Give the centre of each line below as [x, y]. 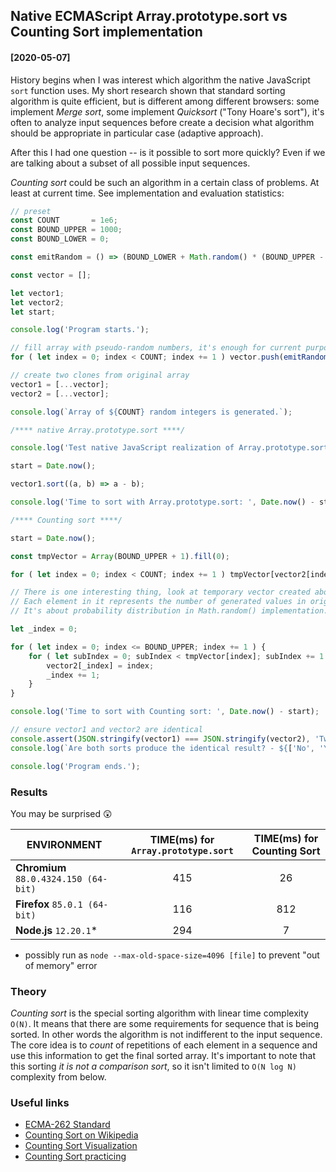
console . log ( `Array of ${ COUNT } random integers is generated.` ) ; [151, 412]
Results [29, 792]
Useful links [40, 1103]
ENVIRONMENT [64, 844]
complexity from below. [58, 1077]
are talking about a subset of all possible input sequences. [130, 163]
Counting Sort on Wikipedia [81, 1135]
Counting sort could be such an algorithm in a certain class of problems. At [165, 182]
